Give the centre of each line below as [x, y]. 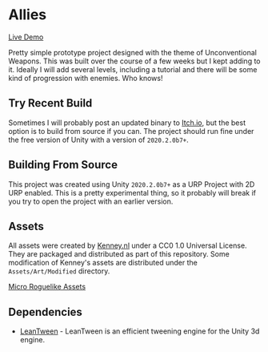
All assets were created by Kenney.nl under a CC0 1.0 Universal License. [128, 245]
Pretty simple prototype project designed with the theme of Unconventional [133, 52]
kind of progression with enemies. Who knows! [86, 78]
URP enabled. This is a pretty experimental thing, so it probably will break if [132, 192]
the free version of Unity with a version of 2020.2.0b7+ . [99, 140]
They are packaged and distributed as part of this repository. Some [119, 254]
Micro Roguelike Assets [47, 287]
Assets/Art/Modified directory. [59, 271]
